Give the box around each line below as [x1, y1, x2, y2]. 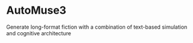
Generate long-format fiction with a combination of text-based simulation [6, 23, 188, 30]
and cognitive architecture [6, 29, 72, 36]
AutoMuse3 [6, 4, 67, 17]
